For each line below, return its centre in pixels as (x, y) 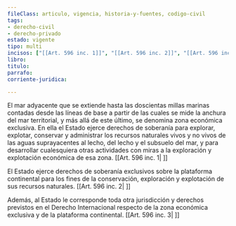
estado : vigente (31, 40)
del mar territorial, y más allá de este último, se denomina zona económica (115, 120)
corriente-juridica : (38, 79)
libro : (17, 60)
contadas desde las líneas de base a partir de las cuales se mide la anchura (117, 113)
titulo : (19, 66)
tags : (15, 20)
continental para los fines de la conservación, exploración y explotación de (116, 179)
